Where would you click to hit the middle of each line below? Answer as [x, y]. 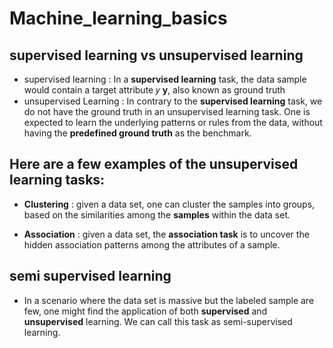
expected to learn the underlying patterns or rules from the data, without [173, 122]
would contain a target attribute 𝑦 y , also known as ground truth [154, 90]
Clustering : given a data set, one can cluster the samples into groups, [169, 204]
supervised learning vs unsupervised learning [156, 55]
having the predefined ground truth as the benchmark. [137, 133]
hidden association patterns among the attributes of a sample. [152, 244]
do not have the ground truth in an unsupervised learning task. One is [167, 111]
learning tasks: [57, 180]
